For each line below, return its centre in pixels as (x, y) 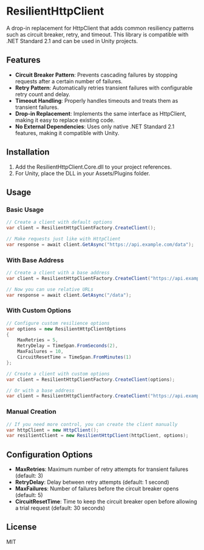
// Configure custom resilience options (58, 323)
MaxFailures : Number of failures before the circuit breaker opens (97, 489)
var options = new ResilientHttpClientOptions (66, 329)
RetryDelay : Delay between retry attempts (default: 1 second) (92, 482)
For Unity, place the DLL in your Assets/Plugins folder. (83, 173)
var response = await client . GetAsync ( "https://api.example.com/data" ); (100, 245)
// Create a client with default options (59, 222)
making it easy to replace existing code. (65, 120)
